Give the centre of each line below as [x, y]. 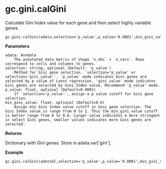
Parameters [17, 46]
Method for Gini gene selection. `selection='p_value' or [75, 72]
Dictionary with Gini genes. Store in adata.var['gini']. [58, 143]
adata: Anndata [21, 55]
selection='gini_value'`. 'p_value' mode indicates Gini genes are [76, 77]
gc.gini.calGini [36, 9]
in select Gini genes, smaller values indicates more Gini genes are [78, 120]
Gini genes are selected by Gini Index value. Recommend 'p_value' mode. [83, 85]
